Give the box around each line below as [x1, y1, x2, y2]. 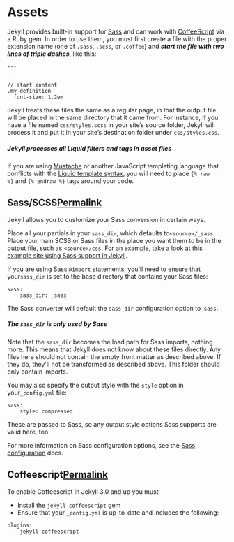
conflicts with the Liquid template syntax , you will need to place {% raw [7, 169, 210, 177]
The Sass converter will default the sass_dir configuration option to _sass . [7, 304, 219, 312]
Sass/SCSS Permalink [7, 197, 102, 209]
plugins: [7, 522, 33, 529]
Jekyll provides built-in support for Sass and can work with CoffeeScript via [7, 27, 225, 36]
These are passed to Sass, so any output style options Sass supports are [7, 420, 217, 428]
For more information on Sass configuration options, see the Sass [7, 441, 196, 449]
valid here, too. [7, 427, 50, 436]
